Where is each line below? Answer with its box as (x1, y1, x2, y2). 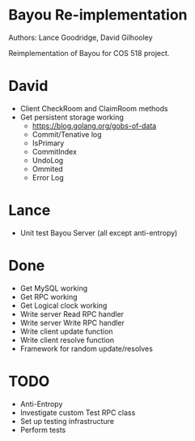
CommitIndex (32, 146, 77, 156)
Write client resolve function (19, 335, 115, 344)
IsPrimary (32, 138, 65, 148)
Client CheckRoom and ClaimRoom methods (19, 103, 168, 113)
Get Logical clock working (19, 300, 108, 310)
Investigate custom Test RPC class (19, 408, 136, 417)
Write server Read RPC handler (19, 309, 124, 318)
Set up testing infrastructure (19, 416, 115, 426)
